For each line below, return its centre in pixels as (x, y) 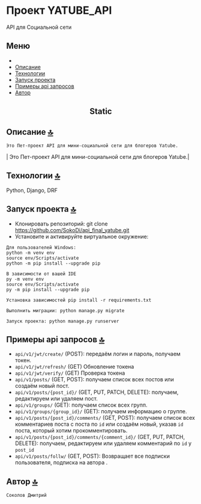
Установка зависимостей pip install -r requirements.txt (79, 300)
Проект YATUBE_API (59, 11)
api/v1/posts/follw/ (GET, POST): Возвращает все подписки (92, 456)
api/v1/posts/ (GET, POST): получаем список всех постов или (94, 380)
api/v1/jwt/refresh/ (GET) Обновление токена (74, 367)
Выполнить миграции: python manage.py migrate (65, 310)
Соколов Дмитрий (26, 496)
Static (101, 112)
